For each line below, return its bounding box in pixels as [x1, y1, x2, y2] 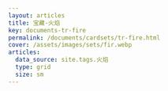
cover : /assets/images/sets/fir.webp [8, 41, 133, 49]
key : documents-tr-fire [8, 26, 87, 34]
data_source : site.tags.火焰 [15, 56, 109, 64]
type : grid [15, 63, 51, 71]
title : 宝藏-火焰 [8, 19, 61, 27]
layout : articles [8, 11, 65, 20]
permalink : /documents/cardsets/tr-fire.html [8, 33, 160, 42]
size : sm [15, 70, 44, 78]
